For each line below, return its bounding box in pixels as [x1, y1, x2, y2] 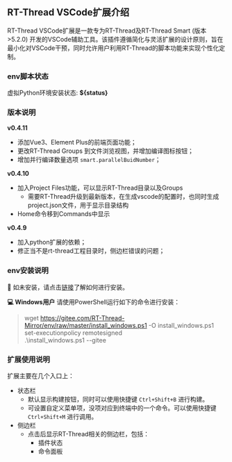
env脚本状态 [7, 72, 49, 81]
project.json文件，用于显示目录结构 [27, 201, 129, 210]
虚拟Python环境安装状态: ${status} [7, 89, 108, 97]
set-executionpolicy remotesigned [24, 329, 123, 337]
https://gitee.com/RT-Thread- [40, 313, 125, 322]
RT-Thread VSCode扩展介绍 [7, 6, 130, 19]
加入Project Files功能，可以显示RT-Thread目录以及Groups [17, 183, 183, 192]
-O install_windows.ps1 [148, 321, 214, 329]
